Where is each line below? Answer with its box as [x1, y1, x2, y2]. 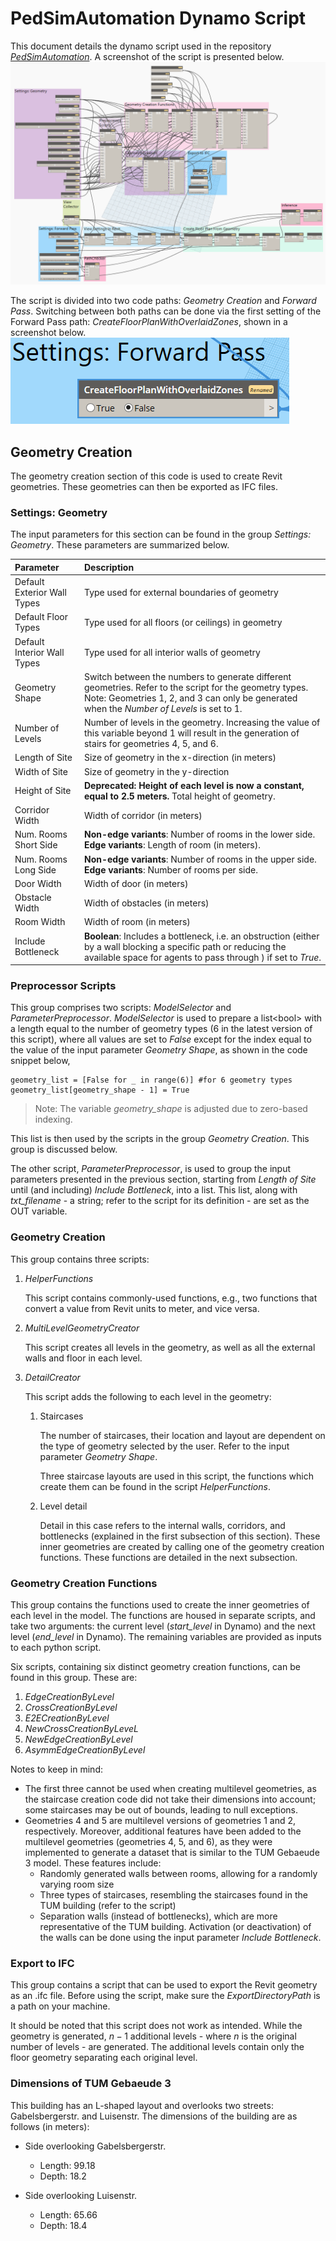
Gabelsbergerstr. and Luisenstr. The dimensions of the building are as [10, 2110, 298, 2122]
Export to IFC [10, 1956, 75, 1970]
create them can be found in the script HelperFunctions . [39, 1480, 271, 1492]
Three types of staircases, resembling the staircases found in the [39, 1889, 308, 1901]
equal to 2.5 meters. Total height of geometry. [83, 790, 276, 802]
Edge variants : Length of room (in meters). [83, 839, 261, 851]
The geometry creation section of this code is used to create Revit [10, 470, 283, 482]
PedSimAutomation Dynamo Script [10, 7, 307, 30]
